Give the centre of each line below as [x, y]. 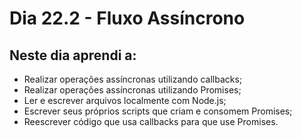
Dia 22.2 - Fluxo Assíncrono [127, 18]
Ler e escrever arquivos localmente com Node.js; [125, 100]
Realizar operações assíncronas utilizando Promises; [132, 90]
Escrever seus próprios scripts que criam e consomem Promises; [158, 111]
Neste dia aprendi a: [73, 55]
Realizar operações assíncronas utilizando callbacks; [133, 79]
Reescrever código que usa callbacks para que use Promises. [151, 121]
